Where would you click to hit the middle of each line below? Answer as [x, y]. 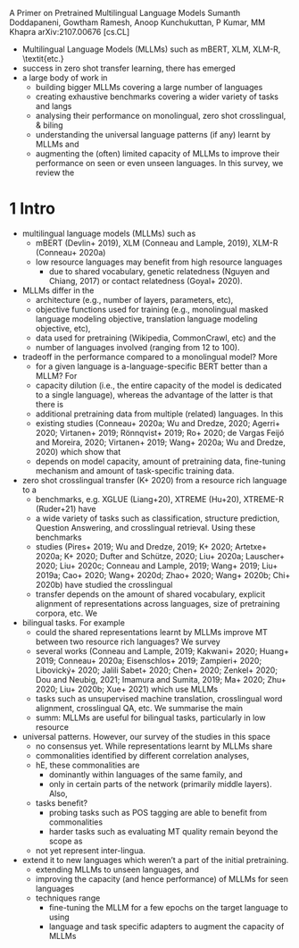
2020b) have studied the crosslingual [104, 584]
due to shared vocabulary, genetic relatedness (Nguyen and [159, 271]
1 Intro [33, 209]
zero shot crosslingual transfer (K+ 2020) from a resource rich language [154, 480]
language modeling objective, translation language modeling [146, 319]
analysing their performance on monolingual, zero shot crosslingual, [161, 116]
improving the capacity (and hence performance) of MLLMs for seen [162, 878]
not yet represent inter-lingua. [90, 850]
